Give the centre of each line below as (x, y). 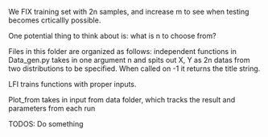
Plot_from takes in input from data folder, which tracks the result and (122, 100)
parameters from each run (52, 108)
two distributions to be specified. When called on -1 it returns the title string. (134, 68)
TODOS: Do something (46, 124)
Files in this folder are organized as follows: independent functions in (123, 51)
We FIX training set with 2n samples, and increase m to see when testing (129, 12)
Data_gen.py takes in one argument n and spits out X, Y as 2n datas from (129, 60)
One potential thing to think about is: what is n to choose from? (112, 36)
